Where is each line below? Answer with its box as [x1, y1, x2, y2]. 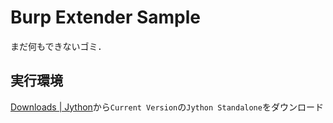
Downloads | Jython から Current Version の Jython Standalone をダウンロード [10, 101, 324, 113]
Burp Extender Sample [10, 6, 202, 29]
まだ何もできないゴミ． [10, 40, 107, 52]
